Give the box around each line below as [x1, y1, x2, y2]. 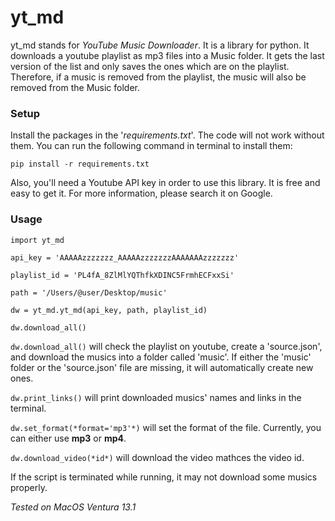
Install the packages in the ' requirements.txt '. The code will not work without [10, 129, 325, 141]
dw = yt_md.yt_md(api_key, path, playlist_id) [10, 305, 208, 315]
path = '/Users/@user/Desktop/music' [10, 287, 168, 298]
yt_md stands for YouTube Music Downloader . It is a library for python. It [10, 39, 310, 51]
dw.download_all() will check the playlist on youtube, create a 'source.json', [10, 340, 323, 352]
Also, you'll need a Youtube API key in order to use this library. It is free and [10, 177, 321, 189]
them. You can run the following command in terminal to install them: [10, 140, 293, 152]
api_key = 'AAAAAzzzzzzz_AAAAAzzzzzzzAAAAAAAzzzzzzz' [10, 252, 240, 263]
